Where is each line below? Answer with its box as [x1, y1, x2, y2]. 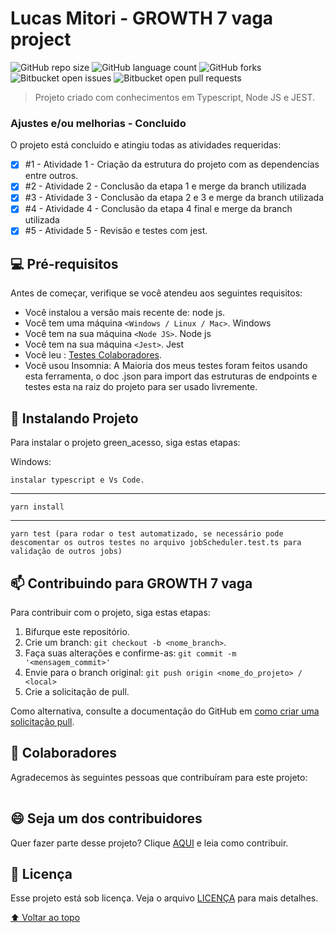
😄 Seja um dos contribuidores [10, 810, 203, 827]
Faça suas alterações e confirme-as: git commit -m [24, 647, 237, 659]
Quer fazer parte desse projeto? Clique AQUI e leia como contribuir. [10, 837, 289, 849]
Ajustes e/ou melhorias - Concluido [10, 116, 187, 130]
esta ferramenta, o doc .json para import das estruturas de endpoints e [24, 370, 318, 382]
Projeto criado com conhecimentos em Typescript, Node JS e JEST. [34, 91, 315, 103]
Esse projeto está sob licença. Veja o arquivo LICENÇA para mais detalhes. [10, 892, 319, 904]
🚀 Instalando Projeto [10, 410, 139, 427]
